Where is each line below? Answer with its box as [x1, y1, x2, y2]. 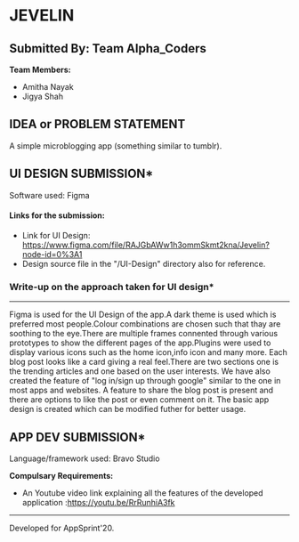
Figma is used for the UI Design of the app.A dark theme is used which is [9, 309, 277, 320]
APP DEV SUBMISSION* [9, 429, 146, 445]
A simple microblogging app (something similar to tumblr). [9, 140, 222, 151]
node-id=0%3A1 [21, 248, 83, 259]
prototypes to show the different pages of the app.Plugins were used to [9, 337, 271, 348]
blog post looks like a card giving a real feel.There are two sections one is [9, 357, 279, 368]
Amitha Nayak [21, 82, 74, 92]
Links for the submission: [9, 210, 105, 221]
